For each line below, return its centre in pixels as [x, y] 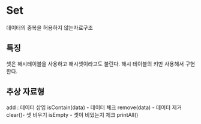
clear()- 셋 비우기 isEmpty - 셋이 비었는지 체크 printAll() [72, 114]
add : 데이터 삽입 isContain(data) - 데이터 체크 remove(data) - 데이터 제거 [94, 107]
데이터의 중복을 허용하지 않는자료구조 [49, 27]
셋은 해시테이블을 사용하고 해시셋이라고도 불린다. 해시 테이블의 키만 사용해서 [95, 64]
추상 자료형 [25, 92]
